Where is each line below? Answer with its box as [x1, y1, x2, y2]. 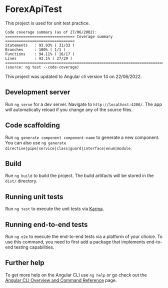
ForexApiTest [5, 3, 62, 15]
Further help [5, 258, 45, 267]
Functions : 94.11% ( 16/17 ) [5, 51, 75, 56]
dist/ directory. [5, 178, 37, 184]
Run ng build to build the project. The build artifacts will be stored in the [5, 172, 154, 178]
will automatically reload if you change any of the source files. [5, 106, 133, 112]
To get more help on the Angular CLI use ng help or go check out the [5, 271, 147, 278]
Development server [5, 88, 70, 96]
